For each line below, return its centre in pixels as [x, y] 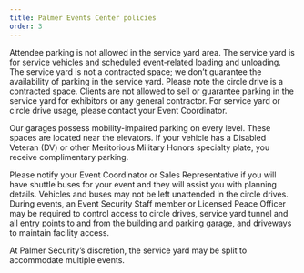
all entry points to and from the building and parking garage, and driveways [151, 223]
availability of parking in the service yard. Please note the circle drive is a [147, 81]
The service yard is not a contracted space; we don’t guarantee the [136, 71]
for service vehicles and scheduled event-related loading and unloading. [146, 62]
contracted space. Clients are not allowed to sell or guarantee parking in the [152, 91]
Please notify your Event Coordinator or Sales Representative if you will [143, 175]
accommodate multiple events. [67, 259]
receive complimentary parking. [69, 157]
